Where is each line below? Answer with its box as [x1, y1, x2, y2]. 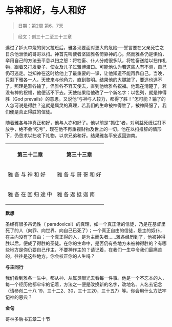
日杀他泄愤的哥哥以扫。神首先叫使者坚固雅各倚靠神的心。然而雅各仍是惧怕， [5, 51, 167, 57]
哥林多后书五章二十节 [5, 316, 50, 322]
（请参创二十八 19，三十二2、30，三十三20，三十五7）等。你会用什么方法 [5, 287, 162, 294]
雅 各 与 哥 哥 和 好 [57, 170, 101, 178]
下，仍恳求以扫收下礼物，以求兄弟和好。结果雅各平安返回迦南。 [5, 132, 140, 139]
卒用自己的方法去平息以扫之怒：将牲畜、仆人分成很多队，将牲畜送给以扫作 [5, 57, 162, 63]
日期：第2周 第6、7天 [17, 23, 63, 29]
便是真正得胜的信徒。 [9, 108, 55, 114]
